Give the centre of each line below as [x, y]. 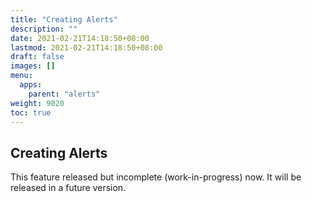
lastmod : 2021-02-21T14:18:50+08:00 [86, 47]
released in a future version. [68, 188]
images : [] [33, 66]
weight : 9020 [37, 103]
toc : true [31, 112]
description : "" [44, 29]
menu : [21, 76]
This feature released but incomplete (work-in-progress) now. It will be [156, 177]
